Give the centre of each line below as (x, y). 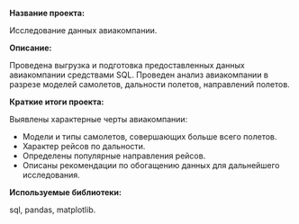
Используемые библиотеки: (65, 192)
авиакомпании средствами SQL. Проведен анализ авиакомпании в (139, 75)
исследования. (51, 175)
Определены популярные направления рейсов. (114, 156)
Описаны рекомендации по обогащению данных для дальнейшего (151, 165)
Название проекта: (47, 13)
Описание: (31, 48)
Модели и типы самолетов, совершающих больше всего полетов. (149, 137)
